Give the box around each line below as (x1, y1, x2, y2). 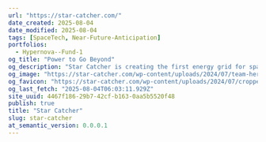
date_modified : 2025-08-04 (8, 26, 97, 34)
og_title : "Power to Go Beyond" (8, 56, 115, 64)
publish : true (8, 99, 55, 107)
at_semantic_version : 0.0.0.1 (8, 121, 108, 129)
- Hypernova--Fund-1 (15, 48, 83, 56)
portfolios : (8, 41, 47, 49)
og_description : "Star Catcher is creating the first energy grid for (8, 63, 246, 71)
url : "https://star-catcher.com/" (8, 11, 123, 20)
